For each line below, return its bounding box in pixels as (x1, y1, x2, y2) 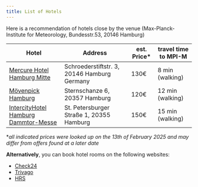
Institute (6, 31, 26, 38)
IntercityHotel (9, 103, 47, 112)
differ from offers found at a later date (6, 139, 99, 146)
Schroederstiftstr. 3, (64, 62, 120, 71)
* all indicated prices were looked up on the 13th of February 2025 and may (6, 133, 189, 140)
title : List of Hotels (6, 8, 62, 15)
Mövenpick (9, 86, 40, 95)
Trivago (14, 168, 34, 175)
